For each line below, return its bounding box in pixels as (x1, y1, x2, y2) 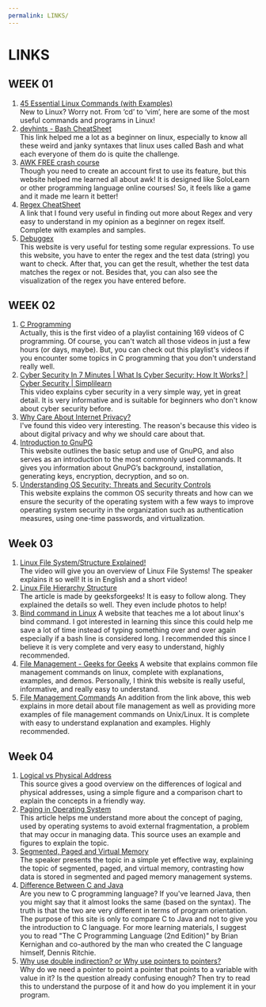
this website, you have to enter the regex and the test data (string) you (19, 250, 249, 260)
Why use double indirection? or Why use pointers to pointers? (19, 956, 222, 966)
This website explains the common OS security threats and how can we (19, 488, 253, 498)
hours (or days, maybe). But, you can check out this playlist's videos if (19, 345, 249, 354)
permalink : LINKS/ (8, 11, 69, 20)
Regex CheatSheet (19, 199, 82, 209)
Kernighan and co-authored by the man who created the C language (19, 939, 243, 949)
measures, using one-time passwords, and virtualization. (19, 514, 205, 523)
